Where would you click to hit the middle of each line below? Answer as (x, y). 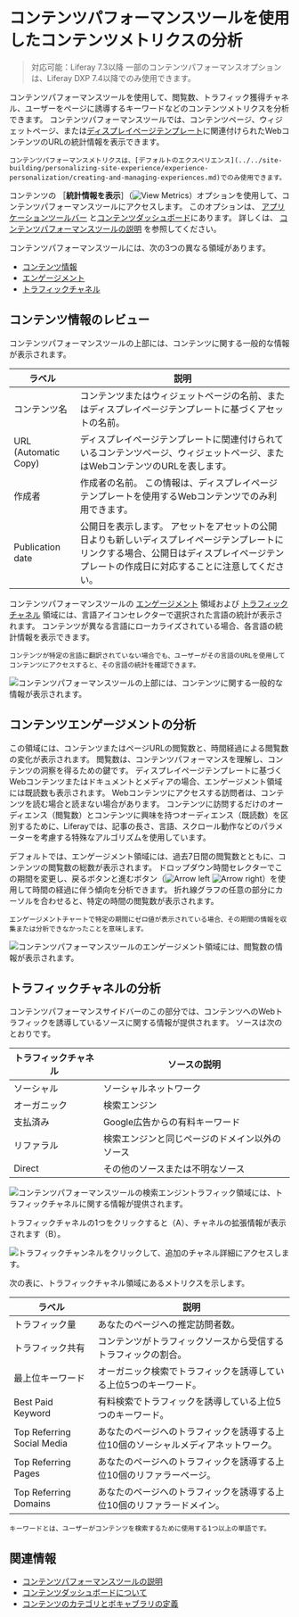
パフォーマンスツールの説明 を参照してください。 (130, 228)
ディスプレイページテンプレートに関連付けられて (182, 439)
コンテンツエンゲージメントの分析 (103, 725)
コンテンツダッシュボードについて (85, 1593)
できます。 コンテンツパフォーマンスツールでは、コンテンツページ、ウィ (142, 119)
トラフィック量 (45, 1324)
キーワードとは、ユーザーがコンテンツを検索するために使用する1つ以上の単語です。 (140, 1529)
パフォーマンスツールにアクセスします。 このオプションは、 (149, 206)
